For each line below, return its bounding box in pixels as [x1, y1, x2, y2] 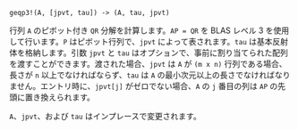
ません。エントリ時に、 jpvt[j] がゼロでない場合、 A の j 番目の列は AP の [9, 81, 278, 91]
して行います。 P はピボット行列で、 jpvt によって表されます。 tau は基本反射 [9, 37, 289, 46]
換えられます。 [39, 92, 96, 102]
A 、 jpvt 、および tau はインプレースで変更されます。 [9, 111, 201, 121]
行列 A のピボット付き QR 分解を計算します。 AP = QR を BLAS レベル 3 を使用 [9, 25, 290, 36]
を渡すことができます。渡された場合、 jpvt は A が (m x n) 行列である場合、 [9, 59, 288, 69]
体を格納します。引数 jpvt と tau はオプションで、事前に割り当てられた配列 [9, 47, 288, 58]
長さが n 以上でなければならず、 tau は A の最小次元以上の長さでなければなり [9, 69, 291, 80]
